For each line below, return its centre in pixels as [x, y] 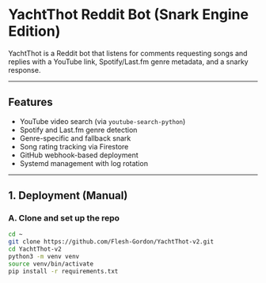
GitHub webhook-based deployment [79, 155]
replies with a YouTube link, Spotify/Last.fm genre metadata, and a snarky [128, 62]
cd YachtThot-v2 [35, 249]
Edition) [34, 31]
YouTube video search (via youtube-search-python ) [103, 121]
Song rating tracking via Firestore [74, 146]
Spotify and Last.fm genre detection [78, 130]
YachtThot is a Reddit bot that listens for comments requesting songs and [128, 53]
